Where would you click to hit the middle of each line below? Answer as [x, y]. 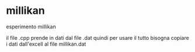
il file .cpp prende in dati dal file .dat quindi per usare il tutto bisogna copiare [98, 38]
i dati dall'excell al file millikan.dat [46, 44]
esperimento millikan [31, 27]
